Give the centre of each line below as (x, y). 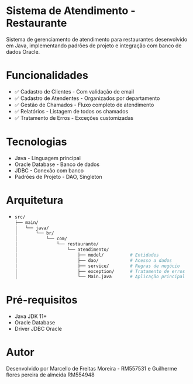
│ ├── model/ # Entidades (87, 255)
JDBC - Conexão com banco (49, 170)
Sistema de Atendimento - (71, 11)
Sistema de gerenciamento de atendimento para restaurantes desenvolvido (97, 39)
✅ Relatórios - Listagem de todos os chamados (71, 111)
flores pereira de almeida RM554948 (50, 375)
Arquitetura (35, 200)
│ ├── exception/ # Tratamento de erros (100, 271)
